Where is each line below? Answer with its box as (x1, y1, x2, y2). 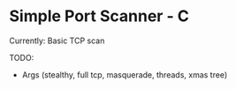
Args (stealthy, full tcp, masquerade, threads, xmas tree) (21, 69, 228, 80)
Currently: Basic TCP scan (9, 35, 105, 46)
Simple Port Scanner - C (9, 6, 190, 26)
